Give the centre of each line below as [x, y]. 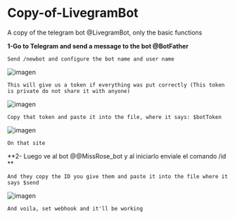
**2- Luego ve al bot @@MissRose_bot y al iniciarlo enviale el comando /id [117, 156]
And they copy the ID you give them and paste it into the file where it [118, 176]
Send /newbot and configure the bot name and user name [91, 59]
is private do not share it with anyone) [69, 91]
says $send [23, 182]
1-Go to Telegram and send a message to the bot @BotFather [98, 46]
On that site [26, 143]
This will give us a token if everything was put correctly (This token [116, 85]
